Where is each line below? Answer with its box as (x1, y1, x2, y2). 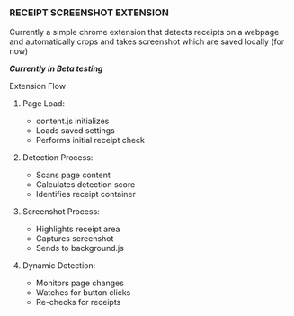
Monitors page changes (35, 277, 124, 289)
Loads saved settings (35, 125, 115, 136)
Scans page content (35, 169, 111, 181)
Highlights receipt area (35, 223, 120, 235)
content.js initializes (35, 115, 110, 127)
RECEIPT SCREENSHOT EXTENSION (9, 6, 169, 19)
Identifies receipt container (35, 189, 137, 200)
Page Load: (22, 98, 66, 109)
